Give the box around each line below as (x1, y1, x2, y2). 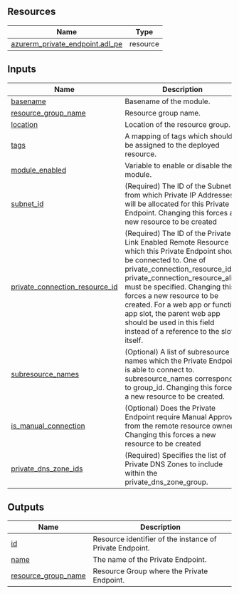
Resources (7, 6, 56, 18)
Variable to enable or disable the (124, 160, 233, 170)
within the (124, 468, 158, 478)
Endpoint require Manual (124, 411, 207, 421)
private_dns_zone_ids (11, 464, 83, 473)
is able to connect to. (124, 364, 195, 374)
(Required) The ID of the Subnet (124, 181, 232, 191)
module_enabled (11, 165, 66, 175)
